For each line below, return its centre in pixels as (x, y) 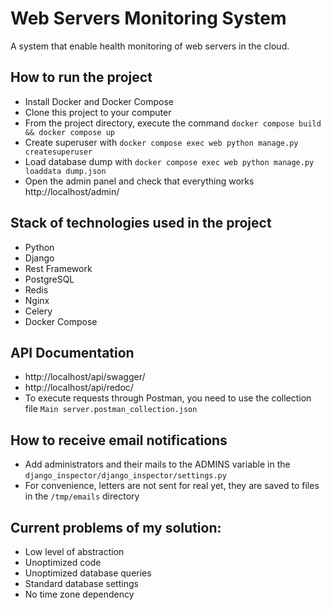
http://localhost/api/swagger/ (85, 377)
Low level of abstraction (74, 551)
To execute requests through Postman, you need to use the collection (168, 398)
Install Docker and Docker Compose (99, 101)
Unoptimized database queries (88, 573)
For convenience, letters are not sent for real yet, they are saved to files (172, 486)
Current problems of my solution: (116, 527)
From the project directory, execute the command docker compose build (173, 123)
